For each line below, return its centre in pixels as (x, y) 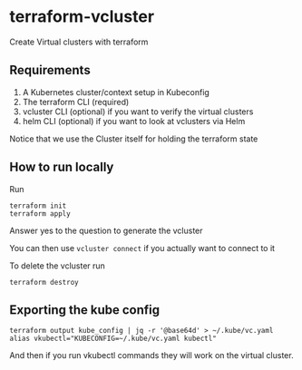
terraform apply (40, 214)
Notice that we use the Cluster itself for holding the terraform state (134, 139)
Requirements (50, 70)
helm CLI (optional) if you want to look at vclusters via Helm (134, 121)
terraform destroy (44, 282)
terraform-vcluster (82, 17)
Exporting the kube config (85, 310)
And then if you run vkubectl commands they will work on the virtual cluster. (151, 355)
